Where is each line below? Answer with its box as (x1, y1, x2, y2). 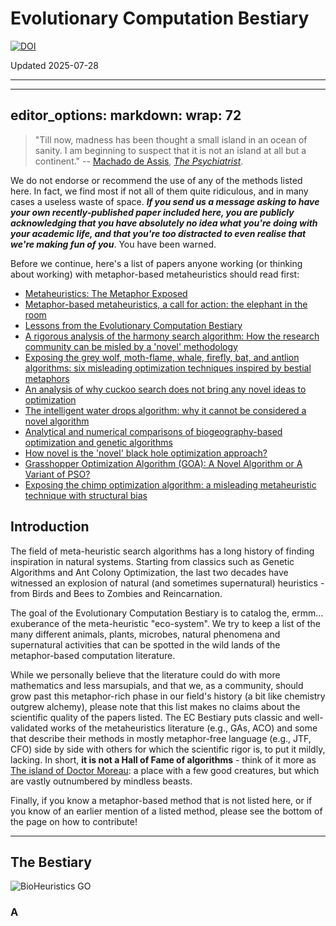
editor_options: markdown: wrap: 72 (10, 107, 242, 124)
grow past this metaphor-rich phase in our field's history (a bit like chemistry (10, 690, 326, 702)
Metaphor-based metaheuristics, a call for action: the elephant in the (24, 298, 308, 310)
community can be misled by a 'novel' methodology (24, 340, 238, 352)
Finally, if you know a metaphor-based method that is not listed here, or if (10, 794, 313, 806)
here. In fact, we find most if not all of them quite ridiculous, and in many (10, 185, 309, 197)
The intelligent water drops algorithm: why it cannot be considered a (24, 404, 307, 416)
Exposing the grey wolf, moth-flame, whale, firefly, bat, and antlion (24, 351, 300, 363)
